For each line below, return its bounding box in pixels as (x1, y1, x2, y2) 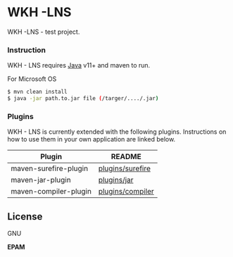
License (7, 211, 43, 222)
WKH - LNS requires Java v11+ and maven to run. (7, 61, 151, 70)
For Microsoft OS (7, 75, 57, 83)
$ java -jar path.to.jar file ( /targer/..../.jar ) (7, 95, 159, 102)
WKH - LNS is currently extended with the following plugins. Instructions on (7, 127, 227, 136)
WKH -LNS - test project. (7, 27, 80, 36)
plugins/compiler (98, 187, 155, 196)
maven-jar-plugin (11, 175, 72, 185)
